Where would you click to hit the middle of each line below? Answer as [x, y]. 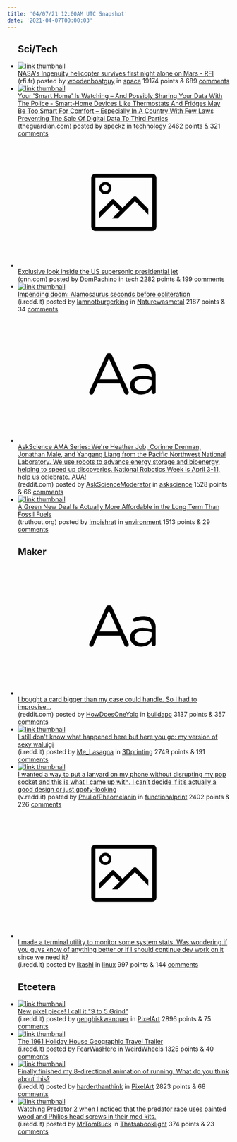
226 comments [39, 804]
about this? [34, 1078]
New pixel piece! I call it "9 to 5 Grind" [73, 1011]
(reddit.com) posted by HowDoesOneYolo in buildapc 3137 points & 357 [121, 714]
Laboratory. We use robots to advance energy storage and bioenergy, [119, 462]
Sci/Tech [38, 49]
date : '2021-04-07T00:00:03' [50, 20]
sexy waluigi [36, 744]
